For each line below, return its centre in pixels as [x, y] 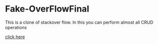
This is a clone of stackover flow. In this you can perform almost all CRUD [79, 22]
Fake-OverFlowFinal [47, 9]
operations [16, 27]
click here [15, 37]
